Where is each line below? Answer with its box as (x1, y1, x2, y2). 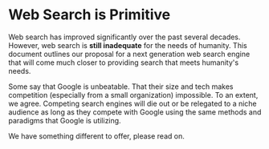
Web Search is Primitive (8, 6, 171, 24)
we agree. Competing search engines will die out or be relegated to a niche (8, 99, 257, 108)
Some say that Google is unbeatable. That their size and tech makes (8, 82, 234, 91)
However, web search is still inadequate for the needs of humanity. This (8, 40, 247, 50)
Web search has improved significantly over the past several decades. (8, 32, 241, 42)
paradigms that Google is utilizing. (8, 115, 122, 125)
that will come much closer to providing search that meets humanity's (8, 58, 239, 67)
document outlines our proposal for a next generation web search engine (8, 49, 251, 58)
